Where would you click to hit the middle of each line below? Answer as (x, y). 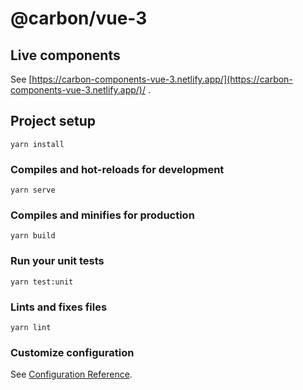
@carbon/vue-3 (79, 18)
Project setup (53, 121)
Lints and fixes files (59, 307)
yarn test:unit (42, 282)
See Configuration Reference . (71, 374)
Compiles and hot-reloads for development (117, 169)
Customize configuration (72, 352)
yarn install (37, 144)
